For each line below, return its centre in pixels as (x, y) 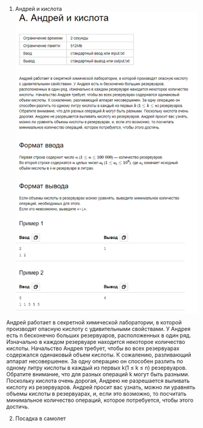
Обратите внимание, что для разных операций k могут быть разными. (98, 374)
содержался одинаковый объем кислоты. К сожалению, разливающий (99, 355)
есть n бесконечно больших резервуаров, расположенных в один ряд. (99, 335)
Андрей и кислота (39, 9)
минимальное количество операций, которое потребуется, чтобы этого (100, 400)
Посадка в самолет (40, 419)
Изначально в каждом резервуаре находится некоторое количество (96, 342)
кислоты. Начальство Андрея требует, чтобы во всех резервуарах (93, 348)
